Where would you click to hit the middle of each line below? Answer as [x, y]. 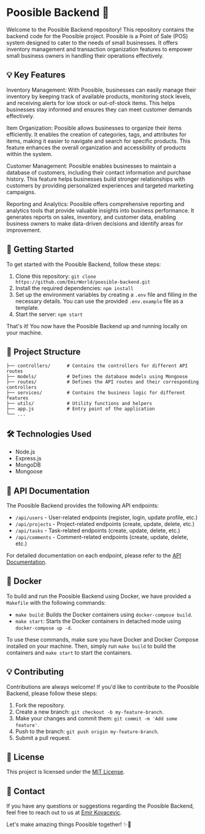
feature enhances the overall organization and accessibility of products [96, 148]
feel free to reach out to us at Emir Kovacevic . [64, 812]
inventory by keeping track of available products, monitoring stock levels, [99, 96]
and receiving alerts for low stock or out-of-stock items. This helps [91, 103]
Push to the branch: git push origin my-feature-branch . [87, 731]
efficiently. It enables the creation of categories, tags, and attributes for [96, 134]
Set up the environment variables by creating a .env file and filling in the [106, 294]
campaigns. [21, 192]
